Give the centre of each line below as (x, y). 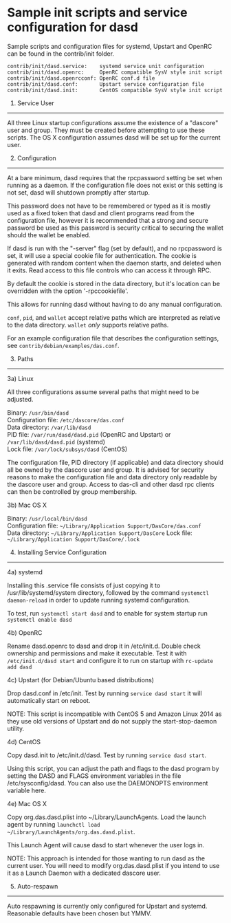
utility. (16, 728)
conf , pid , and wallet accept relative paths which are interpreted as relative (114, 317)
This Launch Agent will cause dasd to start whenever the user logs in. (106, 845)
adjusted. (20, 399)
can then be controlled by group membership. (72, 491)
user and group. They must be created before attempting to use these (106, 130)
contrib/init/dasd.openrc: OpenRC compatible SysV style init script (115, 72)
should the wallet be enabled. (49, 235)
